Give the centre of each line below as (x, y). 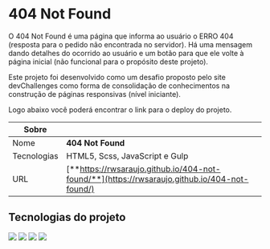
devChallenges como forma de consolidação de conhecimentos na (119, 86)
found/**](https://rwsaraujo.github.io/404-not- (157, 179)
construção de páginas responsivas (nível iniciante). (94, 94)
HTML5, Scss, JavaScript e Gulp (127, 155)
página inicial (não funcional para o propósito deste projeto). (108, 62)
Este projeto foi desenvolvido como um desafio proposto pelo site (117, 77)
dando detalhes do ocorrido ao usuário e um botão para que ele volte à (126, 53)
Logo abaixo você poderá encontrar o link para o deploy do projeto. (120, 110)
